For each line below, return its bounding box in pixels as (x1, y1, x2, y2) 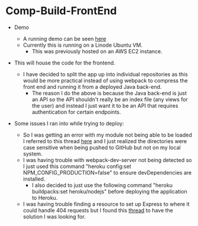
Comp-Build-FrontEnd (5, 4, 117, 18)
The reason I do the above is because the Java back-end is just (31, 89, 187, 96)
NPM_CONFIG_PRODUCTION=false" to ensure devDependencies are (23, 169, 192, 176)
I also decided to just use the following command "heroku (31, 182, 173, 189)
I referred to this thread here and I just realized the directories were (23, 137, 187, 144)
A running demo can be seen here (23, 35, 107, 42)
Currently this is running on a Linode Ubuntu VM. (23, 41, 143, 49)
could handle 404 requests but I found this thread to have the (23, 206, 173, 214)
